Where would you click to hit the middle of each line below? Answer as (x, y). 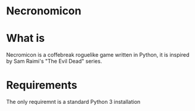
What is (25, 38)
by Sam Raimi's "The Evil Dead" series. (54, 61)
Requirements (42, 85)
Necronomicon (44, 11)
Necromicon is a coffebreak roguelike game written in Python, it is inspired (98, 55)
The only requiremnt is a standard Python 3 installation (73, 102)
